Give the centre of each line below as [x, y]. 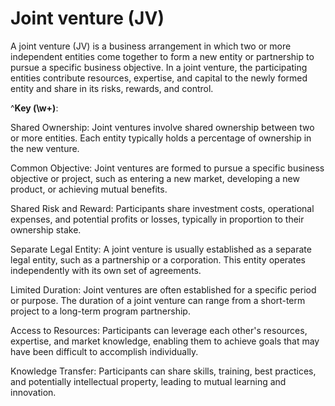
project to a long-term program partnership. [100, 311]
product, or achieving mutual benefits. [89, 189]
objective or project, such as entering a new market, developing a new [155, 178]
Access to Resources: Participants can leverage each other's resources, [159, 330]
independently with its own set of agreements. [106, 270]
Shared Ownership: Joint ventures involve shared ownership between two [162, 127]
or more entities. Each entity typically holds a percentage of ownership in [161, 138]
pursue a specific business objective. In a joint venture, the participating [159, 67]
